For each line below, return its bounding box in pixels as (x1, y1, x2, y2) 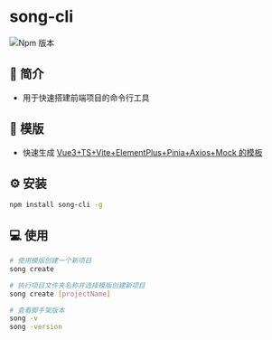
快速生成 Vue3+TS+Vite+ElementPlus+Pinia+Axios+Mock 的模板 (22, 146, 263, 157)
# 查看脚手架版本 (9, 306, 65, 315)
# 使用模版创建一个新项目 (9, 256, 92, 266)
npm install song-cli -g (9, 201, 103, 210)
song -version (9, 323, 63, 332)
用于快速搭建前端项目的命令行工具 (22, 92, 150, 103)
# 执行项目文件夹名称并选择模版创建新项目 (9, 280, 146, 290)
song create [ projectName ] (9, 289, 111, 298)
